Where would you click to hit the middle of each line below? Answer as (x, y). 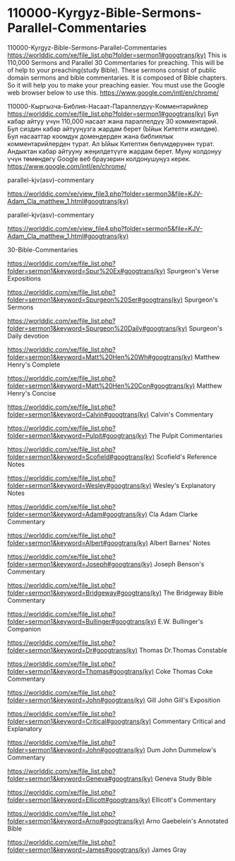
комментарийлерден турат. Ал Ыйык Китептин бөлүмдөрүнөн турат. (111, 143)
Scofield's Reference (187, 456)
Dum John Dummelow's (182, 749)
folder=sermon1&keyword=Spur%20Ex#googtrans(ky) (86, 271)
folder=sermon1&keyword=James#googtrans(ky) (79, 850)
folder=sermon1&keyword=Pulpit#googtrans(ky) (77, 435)
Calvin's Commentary (182, 414)
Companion (24, 629)
